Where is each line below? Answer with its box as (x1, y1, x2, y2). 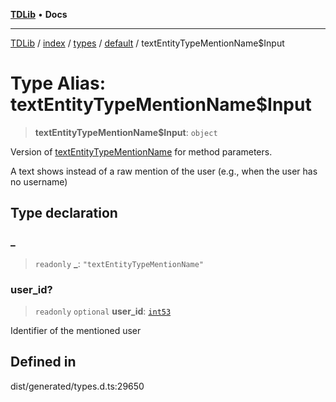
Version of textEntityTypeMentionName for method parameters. (10, 145, 273, 158)
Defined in (10, 354, 77, 371)
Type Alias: (10, 72, 107, 95)
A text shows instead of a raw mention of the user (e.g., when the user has (10, 165, 318, 177)
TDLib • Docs (10, 9, 68, 20)
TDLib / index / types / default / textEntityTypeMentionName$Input (10, 37, 285, 49)
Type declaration (10, 205, 118, 222)
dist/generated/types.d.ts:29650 (10, 380, 145, 392)
